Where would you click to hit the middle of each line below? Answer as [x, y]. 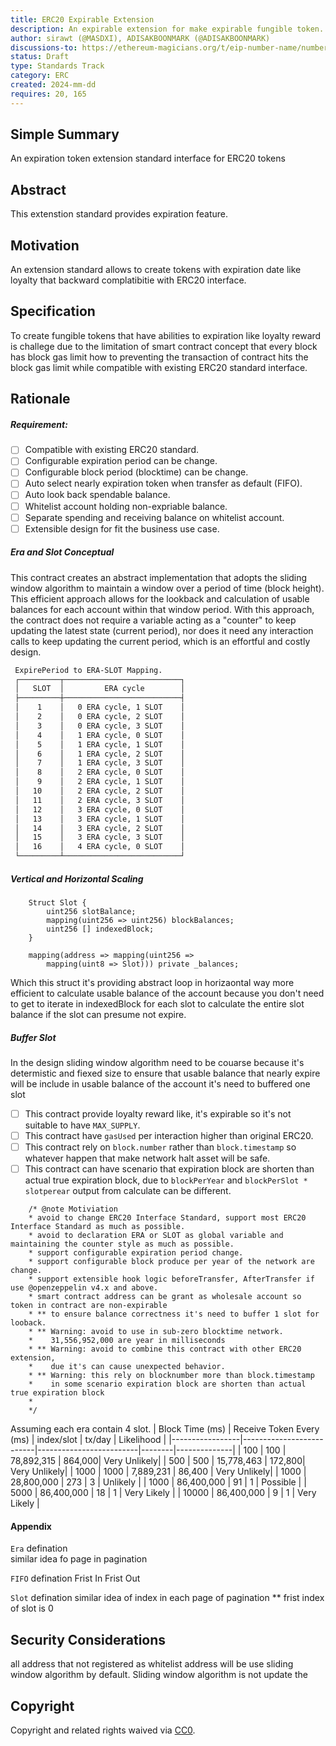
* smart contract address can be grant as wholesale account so [165, 1297]
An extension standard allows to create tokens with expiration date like [156, 270]
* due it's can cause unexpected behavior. [127, 1367]
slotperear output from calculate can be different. [128, 1191]
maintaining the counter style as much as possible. [122, 1244]
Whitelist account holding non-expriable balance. [126, 506]
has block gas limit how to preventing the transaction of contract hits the [159, 357]
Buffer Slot [33, 1037]
